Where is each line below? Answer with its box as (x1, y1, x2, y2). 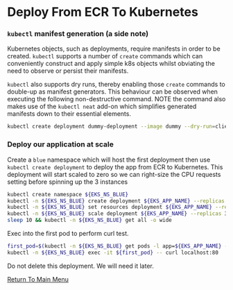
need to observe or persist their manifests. (7, 67, 129, 75)
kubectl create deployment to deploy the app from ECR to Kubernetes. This (7, 162, 223, 171)
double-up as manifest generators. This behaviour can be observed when (7, 87, 218, 96)
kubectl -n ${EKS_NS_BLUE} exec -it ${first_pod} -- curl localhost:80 (7, 249, 218, 256)
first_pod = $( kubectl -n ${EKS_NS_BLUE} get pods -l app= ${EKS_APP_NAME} (7, 243, 222, 250)
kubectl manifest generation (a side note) (7, 29, 149, 39)
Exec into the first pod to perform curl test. (7, 230, 130, 238)
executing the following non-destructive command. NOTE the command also (7, 95, 226, 103)
